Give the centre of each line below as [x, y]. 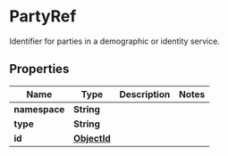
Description [145, 94]
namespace [39, 109]
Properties [39, 69]
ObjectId [92, 138]
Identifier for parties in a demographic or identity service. [115, 41]
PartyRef [43, 16]
